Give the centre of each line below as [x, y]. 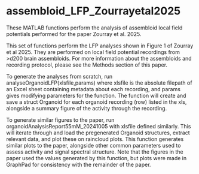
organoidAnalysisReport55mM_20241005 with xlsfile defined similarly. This [99, 126]
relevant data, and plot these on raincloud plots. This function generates [95, 139]
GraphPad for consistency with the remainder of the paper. [79, 164]
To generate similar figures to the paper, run [60, 120]
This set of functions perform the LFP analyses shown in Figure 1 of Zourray [100, 46]
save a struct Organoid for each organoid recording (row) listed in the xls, [97, 102]
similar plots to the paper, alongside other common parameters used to [94, 145]
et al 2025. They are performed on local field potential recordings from [93, 52]
